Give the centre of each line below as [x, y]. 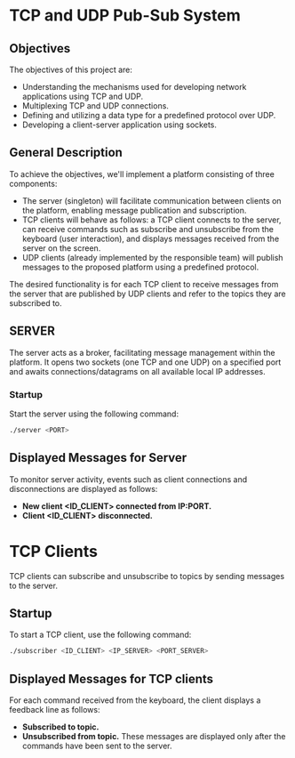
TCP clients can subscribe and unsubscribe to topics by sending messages [147, 576]
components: [33, 183]
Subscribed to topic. [60, 727]
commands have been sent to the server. [97, 746]
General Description [66, 153]
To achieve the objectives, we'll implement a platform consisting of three [142, 173]
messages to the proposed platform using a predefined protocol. [140, 267]
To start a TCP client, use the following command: [100, 635]
